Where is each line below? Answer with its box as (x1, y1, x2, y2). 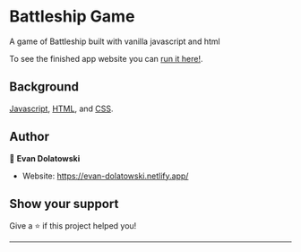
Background (9, 79, 79, 95)
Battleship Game (9, 6, 135, 27)
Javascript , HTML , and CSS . (9, 103, 114, 114)
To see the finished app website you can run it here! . (9, 53, 203, 64)
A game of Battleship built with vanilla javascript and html (9, 36, 221, 47)
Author (9, 129, 49, 144)
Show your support (9, 196, 119, 212)
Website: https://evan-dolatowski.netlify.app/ (21, 170, 189, 181)
